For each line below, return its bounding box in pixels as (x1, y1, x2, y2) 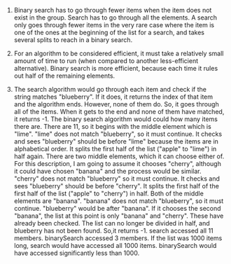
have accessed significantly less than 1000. (13, 249, 140, 257)
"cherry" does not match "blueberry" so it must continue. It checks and (13, 174, 220, 183)
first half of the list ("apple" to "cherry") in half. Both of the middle (13, 189, 204, 197)
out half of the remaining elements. (13, 71, 115, 80)
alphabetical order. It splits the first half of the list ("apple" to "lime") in (13, 145, 217, 153)
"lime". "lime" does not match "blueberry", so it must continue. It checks (13, 130, 223, 138)
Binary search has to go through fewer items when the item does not (13, 6, 212, 14)
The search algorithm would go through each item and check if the (13, 85, 206, 93)
